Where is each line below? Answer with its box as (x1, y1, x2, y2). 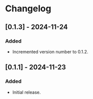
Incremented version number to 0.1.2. (12, 49, 89, 54)
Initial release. (12, 89, 41, 95)
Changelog (5, 3, 51, 14)
